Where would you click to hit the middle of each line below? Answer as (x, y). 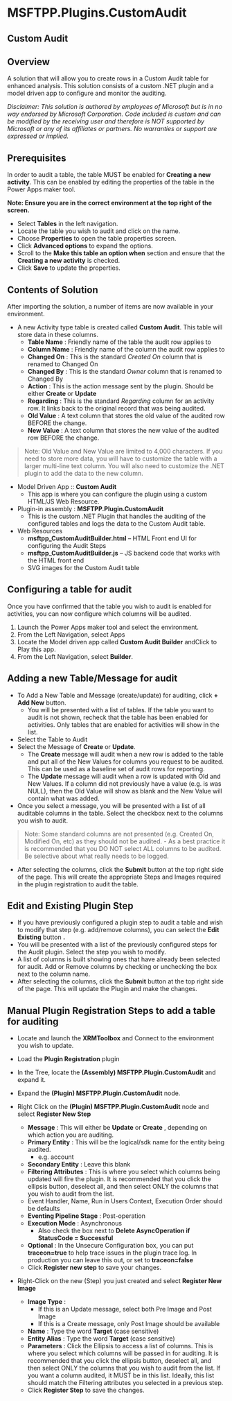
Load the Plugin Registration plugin (68, 1059)
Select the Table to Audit (52, 739)
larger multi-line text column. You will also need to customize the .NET (124, 466)
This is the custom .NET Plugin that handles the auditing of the (117, 516)
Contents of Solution (53, 290)
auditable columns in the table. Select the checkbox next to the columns (120, 813)
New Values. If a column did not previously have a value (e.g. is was (124, 783)
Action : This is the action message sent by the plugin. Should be (121, 386)
